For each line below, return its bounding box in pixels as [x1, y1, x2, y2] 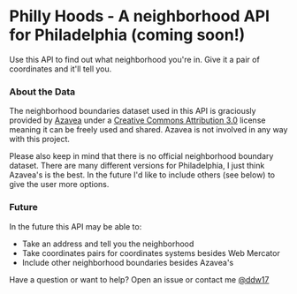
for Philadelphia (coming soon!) [9, 25, 246, 45]
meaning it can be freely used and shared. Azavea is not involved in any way [9, 124, 288, 135]
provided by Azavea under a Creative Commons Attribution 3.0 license [9, 115, 266, 125]
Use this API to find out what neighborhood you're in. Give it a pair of [9, 54, 261, 64]
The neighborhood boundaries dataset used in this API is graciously [9, 106, 256, 117]
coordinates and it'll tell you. [9, 64, 112, 74]
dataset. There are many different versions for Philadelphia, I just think [9, 161, 265, 171]
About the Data [9, 86, 76, 98]
